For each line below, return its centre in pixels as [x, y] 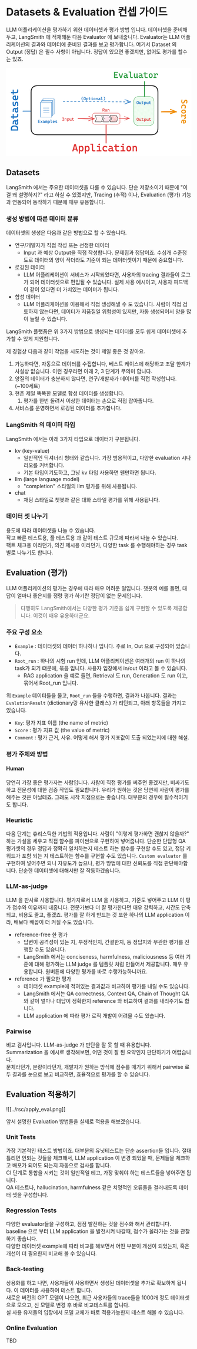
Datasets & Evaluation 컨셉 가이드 [87, 12]
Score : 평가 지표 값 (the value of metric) [62, 730]
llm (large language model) [47, 479]
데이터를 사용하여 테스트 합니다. [56, 1290]
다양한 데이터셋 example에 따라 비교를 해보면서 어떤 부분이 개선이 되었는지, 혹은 [98, 1246]
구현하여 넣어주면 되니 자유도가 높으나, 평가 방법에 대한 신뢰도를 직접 [84, 863]
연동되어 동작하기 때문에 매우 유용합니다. [59, 202]
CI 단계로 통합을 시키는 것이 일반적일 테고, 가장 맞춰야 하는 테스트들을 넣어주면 [96, 1173]
